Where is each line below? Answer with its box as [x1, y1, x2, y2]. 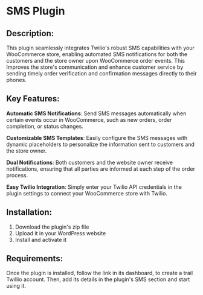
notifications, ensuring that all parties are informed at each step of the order [6, 165, 195, 173]
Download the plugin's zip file [14, 223, 89, 230]
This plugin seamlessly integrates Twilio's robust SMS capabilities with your [6, 44, 195, 51]
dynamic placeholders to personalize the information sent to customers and [6, 141, 195, 148]
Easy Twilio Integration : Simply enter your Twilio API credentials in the [6, 183, 182, 191]
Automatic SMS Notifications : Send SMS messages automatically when [6, 110, 187, 117]
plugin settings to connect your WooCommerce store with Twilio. [6, 189, 168, 197]
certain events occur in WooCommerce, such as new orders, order [6, 116, 172, 123]
